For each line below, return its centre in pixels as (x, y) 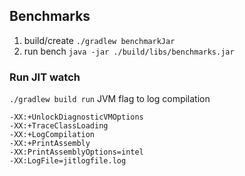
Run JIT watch (45, 77)
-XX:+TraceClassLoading (59, 126)
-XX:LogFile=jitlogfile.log (68, 161)
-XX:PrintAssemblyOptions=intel (76, 152)
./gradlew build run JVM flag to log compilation (110, 99)
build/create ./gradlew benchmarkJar (99, 40)
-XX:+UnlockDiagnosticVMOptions (76, 117)
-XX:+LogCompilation (52, 135)
